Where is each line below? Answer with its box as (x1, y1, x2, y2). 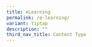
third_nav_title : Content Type (6, 32, 86, 38)
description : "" (6, 26, 48, 32)
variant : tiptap (6, 20, 48, 26)
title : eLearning (6, 9, 51, 15)
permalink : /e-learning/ (6, 15, 70, 21)
